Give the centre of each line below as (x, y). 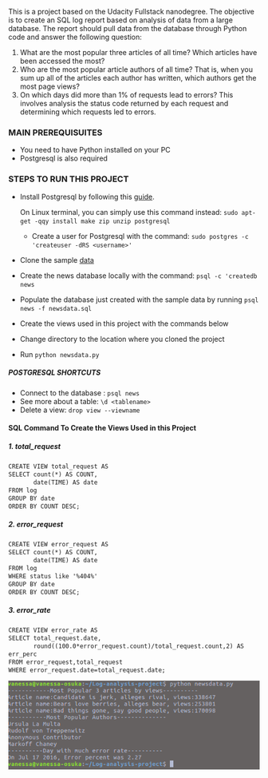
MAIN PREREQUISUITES (55, 133)
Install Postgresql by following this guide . (87, 196)
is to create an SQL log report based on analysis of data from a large (121, 20)
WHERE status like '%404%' (53, 577)
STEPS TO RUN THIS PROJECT (69, 179)
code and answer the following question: (75, 37)
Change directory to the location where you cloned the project (122, 339)
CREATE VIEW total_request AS (59, 466)
